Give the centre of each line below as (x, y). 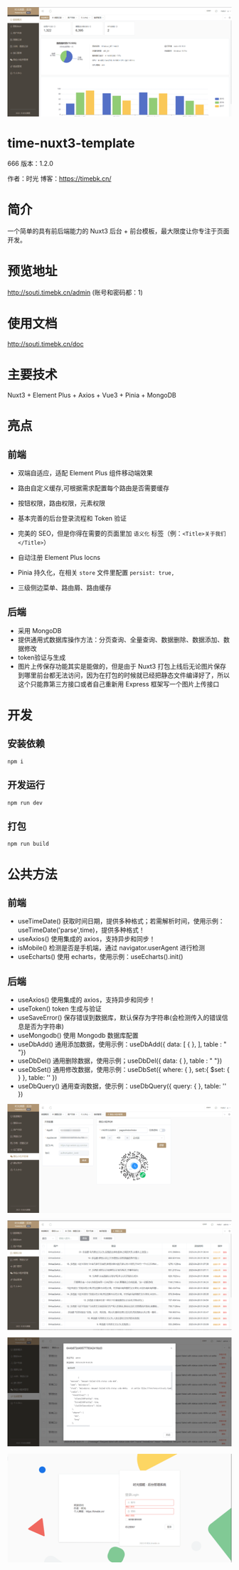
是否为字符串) (44, 1027)
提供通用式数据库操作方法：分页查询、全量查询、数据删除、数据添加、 (121, 640)
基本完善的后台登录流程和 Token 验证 (72, 519)
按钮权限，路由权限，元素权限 (61, 503)
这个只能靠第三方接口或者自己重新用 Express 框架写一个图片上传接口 (118, 684)
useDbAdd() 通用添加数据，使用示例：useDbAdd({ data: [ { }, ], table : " (122, 1044)
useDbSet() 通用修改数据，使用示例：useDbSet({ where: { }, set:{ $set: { (123, 1070)
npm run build (28, 844)
